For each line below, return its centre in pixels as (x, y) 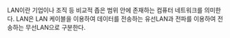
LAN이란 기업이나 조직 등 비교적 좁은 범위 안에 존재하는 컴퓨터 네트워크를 (105, 10)
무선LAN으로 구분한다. (55, 27)
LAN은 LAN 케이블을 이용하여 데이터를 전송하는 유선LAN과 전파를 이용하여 (116, 19)
